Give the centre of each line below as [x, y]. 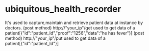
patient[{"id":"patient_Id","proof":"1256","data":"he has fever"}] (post [75, 33]
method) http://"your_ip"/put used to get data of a [55, 38]
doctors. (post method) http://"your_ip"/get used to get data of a [70, 27]
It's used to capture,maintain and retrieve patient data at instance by [74, 23]
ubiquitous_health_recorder [63, 9]
